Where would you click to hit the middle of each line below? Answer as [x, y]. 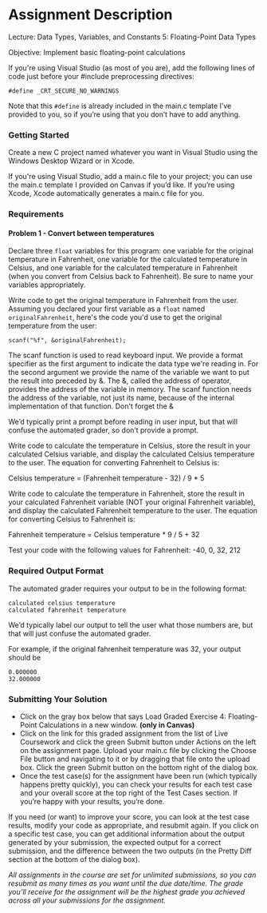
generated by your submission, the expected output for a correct [115, 842]
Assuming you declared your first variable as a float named [107, 309]
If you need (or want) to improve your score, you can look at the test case [129, 816]
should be [25, 657]
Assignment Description [90, 15]
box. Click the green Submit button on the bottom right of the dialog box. [139, 767]
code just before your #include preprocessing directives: [102, 76]
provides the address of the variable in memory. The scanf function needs [130, 389]
